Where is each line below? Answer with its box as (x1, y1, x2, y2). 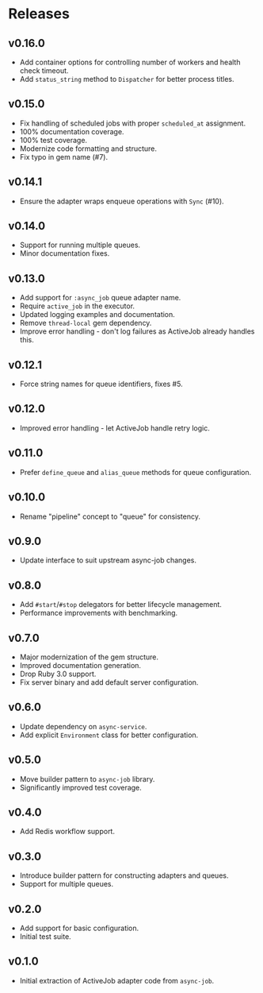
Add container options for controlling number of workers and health (19, 57, 241, 67)
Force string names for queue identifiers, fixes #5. (19, 379, 184, 389)
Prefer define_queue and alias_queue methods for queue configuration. (19, 467, 252, 477)
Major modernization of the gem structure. (19, 652, 159, 662)
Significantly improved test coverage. (19, 782, 143, 792)
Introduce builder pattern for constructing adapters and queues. (19, 871, 229, 880)
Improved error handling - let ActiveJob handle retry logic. (19, 423, 210, 433)
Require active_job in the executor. (19, 301, 135, 311)
